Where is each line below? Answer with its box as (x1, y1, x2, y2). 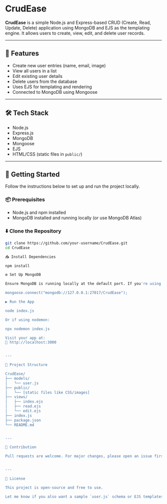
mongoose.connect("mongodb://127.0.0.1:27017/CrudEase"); (5, 290, 128, 295)
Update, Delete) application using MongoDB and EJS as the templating (5, 24, 150, 30)
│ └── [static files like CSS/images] (5, 390, 90, 395)
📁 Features (5, 49, 39, 58)
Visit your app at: (5, 335, 46, 340)
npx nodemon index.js (5, 326, 50, 331)
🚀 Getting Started (5, 170, 60, 179)
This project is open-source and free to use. (5, 485, 103, 490)
